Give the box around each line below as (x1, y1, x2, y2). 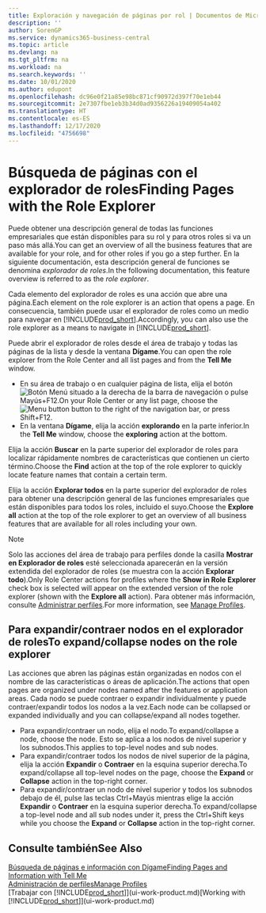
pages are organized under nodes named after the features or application (8, 686, 248, 695)
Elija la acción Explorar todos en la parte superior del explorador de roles (8, 485, 247, 495)
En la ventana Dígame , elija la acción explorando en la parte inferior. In (19, 420, 249, 430)
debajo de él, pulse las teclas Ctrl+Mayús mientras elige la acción (19, 793, 234, 803)
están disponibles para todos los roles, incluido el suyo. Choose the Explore (8, 502, 254, 512)
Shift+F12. (19, 413, 53, 422)
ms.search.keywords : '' (8, 70, 87, 78)
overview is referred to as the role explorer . (8, 274, 149, 283)
